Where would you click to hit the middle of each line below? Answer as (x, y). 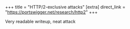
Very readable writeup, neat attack (40, 22)
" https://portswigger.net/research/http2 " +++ (51, 12)
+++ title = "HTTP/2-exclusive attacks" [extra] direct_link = (65, 7)
